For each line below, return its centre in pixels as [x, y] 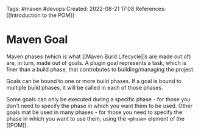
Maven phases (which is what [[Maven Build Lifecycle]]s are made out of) [99, 56]
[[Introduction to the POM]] [40, 15]
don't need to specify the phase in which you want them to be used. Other [100, 106]
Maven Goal [37, 40]
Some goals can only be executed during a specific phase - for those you [98, 99]
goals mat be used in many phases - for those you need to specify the [94, 112]
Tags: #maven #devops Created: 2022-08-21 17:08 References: [86, 9]
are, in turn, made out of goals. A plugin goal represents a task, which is [97, 62]
